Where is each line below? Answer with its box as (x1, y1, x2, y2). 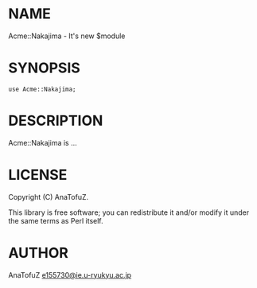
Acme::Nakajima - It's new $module (8, 31, 126, 41)
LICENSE (8, 166, 68, 184)
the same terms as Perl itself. (8, 216, 103, 225)
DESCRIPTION (8, 112, 103, 130)
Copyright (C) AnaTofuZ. (8, 192, 89, 201)
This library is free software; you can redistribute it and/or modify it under (8, 208, 250, 217)
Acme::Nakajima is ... (8, 138, 77, 147)
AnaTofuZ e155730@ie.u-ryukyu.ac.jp (8, 270, 132, 279)
